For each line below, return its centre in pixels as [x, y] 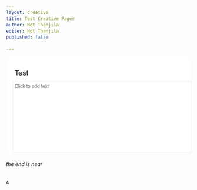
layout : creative [27, 12]
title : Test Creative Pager [41, 18]
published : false [27, 37]
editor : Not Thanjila [33, 31]
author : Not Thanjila [33, 25]
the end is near [24, 164]
